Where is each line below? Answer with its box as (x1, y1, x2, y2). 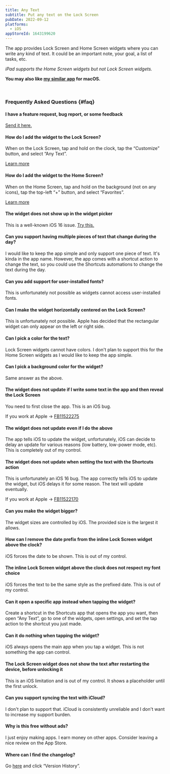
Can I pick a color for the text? (5, 335, 70, 341)
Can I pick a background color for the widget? (5, 364, 104, 370)
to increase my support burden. (5, 711, 72, 717)
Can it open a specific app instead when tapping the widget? (5, 599, 136, 605)
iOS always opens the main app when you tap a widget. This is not (5, 643, 144, 650)
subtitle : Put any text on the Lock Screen (5, 12, 99, 17)
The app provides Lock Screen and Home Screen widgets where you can (5, 45, 158, 51)
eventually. (5, 486, 28, 493)
